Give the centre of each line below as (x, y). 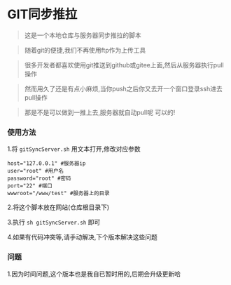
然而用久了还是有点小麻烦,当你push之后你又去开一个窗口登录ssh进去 (123, 88)
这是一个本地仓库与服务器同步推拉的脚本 (83, 35)
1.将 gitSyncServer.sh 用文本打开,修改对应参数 (74, 149)
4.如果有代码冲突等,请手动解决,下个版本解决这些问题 (82, 237)
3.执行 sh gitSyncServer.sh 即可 (54, 223)
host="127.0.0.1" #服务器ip (47, 164)
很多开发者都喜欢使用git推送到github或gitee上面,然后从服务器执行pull (124, 65)
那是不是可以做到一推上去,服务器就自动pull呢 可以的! (100, 112)
